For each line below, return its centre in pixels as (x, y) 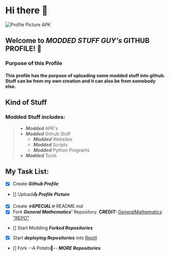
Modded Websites (53, 139)
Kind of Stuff (26, 103)
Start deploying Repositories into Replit (55, 238)
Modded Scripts (50, 144)
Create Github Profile (36, 184)
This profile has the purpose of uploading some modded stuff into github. (85, 75)
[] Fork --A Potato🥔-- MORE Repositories (57, 248)
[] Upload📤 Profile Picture (41, 195)
